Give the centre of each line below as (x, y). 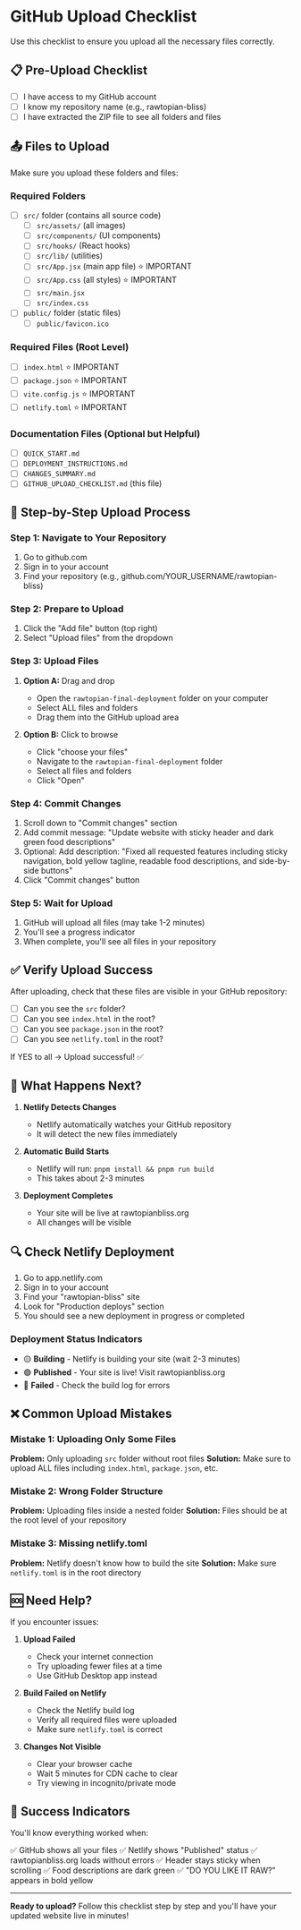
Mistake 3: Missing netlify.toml (79, 1543)
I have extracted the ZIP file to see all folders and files (122, 116)
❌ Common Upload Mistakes (91, 1413)
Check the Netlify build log (85, 1711)
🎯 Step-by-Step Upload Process (100, 512)
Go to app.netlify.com (63, 1278)
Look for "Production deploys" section (93, 1307)
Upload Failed (49, 1639)
